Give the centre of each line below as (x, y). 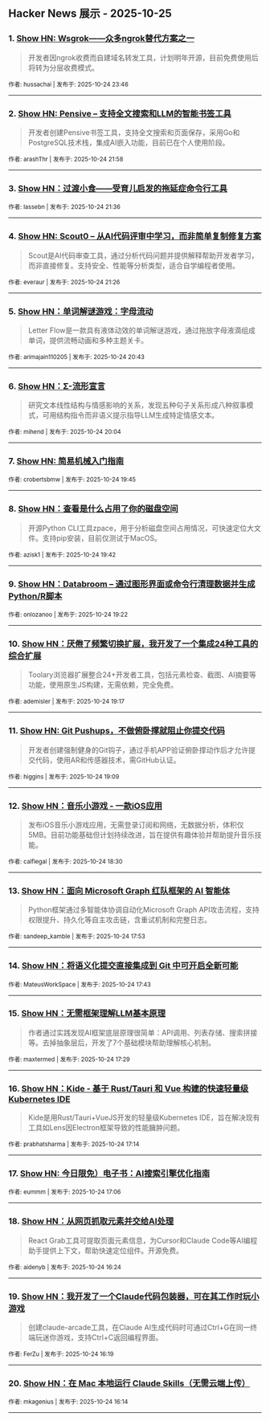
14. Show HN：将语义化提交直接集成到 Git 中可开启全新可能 (123, 966)
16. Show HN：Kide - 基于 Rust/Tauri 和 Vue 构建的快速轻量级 (129, 1088)
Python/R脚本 (35, 596)
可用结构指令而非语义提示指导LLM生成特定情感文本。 (131, 415)
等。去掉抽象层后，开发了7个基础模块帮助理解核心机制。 (121, 1043)
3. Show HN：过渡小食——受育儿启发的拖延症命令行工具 (118, 188)
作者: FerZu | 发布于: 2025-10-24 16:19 (61, 1354)
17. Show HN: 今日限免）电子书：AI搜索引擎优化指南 (109, 1174)
